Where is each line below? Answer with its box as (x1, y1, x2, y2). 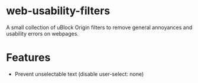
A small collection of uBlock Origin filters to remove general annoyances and (6, 24, 193, 31)
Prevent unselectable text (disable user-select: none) (14, 70, 144, 78)
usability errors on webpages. (6, 30, 79, 37)
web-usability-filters (6, 4, 111, 18)
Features (6, 51, 51, 65)
